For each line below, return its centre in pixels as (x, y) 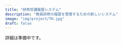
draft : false (18, 23)
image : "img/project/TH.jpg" (35, 19)
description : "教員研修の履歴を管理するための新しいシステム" (62, 14)
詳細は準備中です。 (24, 38)
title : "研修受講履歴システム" (33, 10)
